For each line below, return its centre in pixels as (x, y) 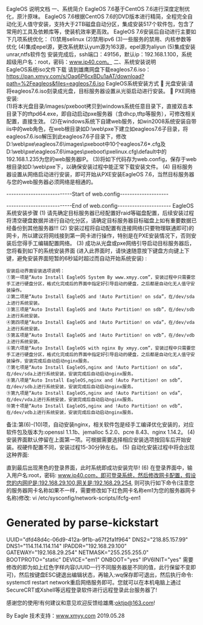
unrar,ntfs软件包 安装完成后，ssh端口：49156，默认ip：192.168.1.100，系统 (99, 54)
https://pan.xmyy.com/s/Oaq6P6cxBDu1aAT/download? (76, 76)
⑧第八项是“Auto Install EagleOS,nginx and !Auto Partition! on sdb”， (96, 380)
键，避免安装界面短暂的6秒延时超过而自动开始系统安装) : (76, 258)
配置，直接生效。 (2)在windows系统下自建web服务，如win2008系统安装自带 (101, 121)
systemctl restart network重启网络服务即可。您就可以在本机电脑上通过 (94, 582)
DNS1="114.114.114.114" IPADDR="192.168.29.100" (66, 546)
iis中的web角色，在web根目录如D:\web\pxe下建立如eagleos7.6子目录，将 (97, 129)
